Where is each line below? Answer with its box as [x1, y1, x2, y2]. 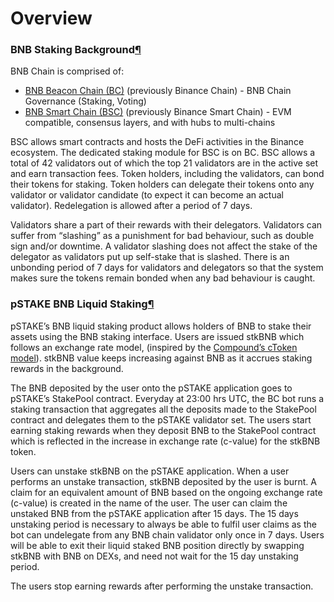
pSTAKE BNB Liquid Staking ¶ [10, 297, 155, 311]
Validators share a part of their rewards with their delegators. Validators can [10, 219, 323, 231]
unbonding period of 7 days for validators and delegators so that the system [10, 262, 324, 274]
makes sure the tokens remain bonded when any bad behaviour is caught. [10, 272, 316, 284]
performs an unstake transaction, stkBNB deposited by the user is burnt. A [10, 475, 317, 487]
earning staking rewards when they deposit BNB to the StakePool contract [10, 424, 317, 436]
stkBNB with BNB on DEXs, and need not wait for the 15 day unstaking [10, 550, 299, 562]
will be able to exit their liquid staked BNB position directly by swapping [10, 539, 305, 551]
